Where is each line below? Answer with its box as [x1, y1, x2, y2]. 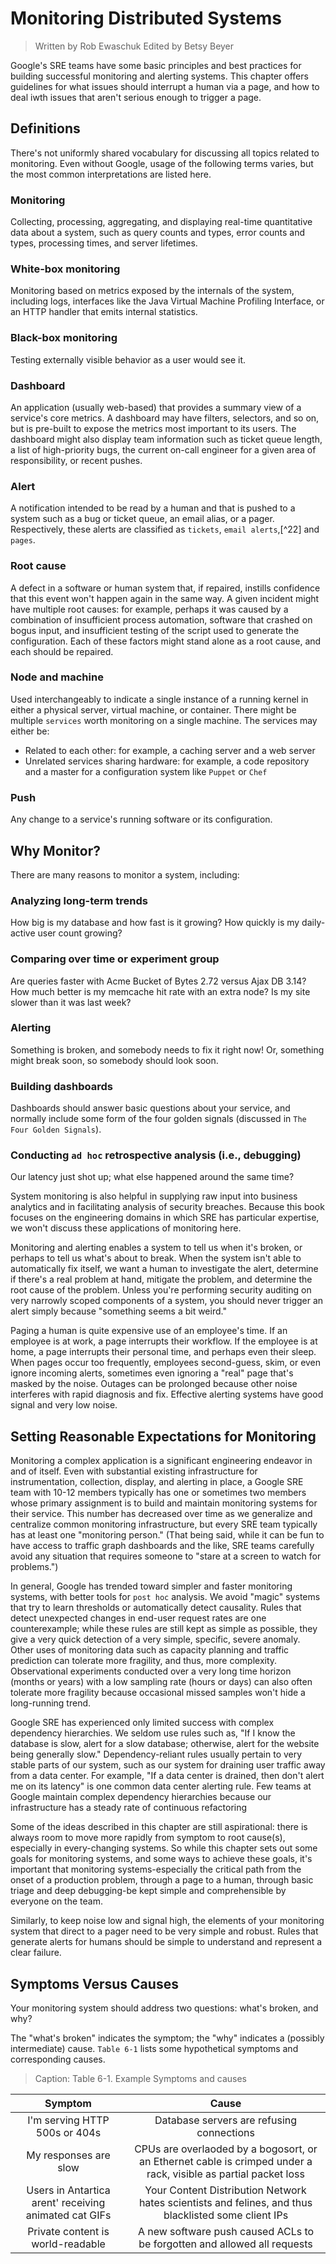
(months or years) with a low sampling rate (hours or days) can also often [10, 1676, 313, 1688]
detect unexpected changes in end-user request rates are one [10, 1612, 267, 1624]
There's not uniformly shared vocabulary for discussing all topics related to [10, 147, 320, 159]
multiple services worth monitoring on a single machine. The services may [10, 714, 318, 726]
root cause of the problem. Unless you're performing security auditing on [10, 1284, 312, 1296]
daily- [301, 917, 326, 929]
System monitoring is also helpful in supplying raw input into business [10, 1190, 298, 1202]
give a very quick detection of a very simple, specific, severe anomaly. [10, 1633, 301, 1646]
